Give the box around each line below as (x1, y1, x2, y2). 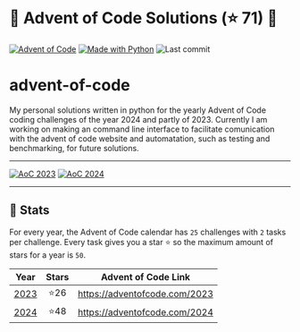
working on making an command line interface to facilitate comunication (9, 123, 275, 134)
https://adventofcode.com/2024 (77, 306, 214, 319)
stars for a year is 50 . (9, 249, 87, 260)
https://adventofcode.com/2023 (77, 288, 214, 301)
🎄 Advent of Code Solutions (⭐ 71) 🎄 (9, 8, 279, 29)
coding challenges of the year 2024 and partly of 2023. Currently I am (9, 114, 268, 124)
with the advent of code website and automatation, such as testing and (9, 132, 271, 144)
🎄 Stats (9, 203, 50, 218)
